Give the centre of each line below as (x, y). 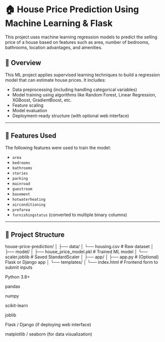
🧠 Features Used (31, 136)
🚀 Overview (23, 63)
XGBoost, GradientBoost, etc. (42, 100)
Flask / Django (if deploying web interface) (48, 325)
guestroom (22, 189)
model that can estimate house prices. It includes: (55, 80)
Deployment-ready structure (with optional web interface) (70, 116)
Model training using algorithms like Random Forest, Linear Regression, (84, 94)
